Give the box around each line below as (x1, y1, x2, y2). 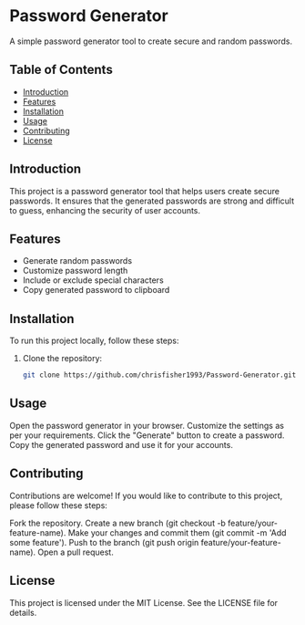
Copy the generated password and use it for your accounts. (9, 439, 234, 450)
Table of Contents (9, 62, 114, 78)
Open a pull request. (37, 547, 114, 557)
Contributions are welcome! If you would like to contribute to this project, (9, 490, 283, 501)
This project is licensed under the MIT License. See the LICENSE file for (9, 597, 279, 608)
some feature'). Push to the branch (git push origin (9, 536, 199, 547)
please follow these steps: (9, 499, 107, 511)
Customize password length (22, 266, 128, 276)
